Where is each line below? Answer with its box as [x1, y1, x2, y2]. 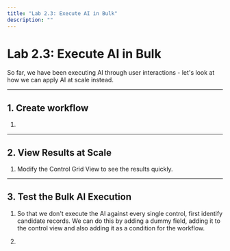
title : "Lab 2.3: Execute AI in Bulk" [7, 10, 118, 17]
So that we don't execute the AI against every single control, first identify [16, 209, 223, 217]
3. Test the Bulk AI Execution [7, 191, 132, 203]
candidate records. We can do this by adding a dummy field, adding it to [16, 217, 221, 225]
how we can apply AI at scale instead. [7, 76, 114, 84]
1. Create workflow [7, 102, 89, 114]
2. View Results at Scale [7, 147, 112, 158]
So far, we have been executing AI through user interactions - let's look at [7, 69, 215, 77]
